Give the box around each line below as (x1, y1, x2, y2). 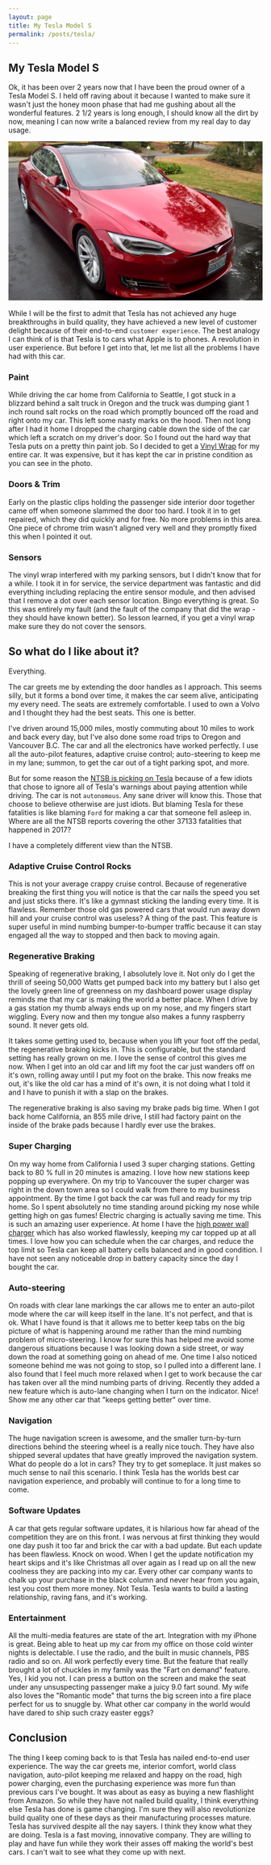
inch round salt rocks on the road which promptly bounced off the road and (8, 407, 259, 417)
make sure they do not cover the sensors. (8, 622, 147, 632)
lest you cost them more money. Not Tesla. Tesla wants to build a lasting (8, 1583, 248, 1593)
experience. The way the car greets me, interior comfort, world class (8, 1761, 236, 1770)
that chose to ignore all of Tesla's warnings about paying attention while (8, 782, 248, 792)
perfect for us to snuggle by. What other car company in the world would (8, 1699, 251, 1708)
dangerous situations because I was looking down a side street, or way (8, 1343, 244, 1353)
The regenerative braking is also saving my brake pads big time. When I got (8, 1103, 260, 1113)
